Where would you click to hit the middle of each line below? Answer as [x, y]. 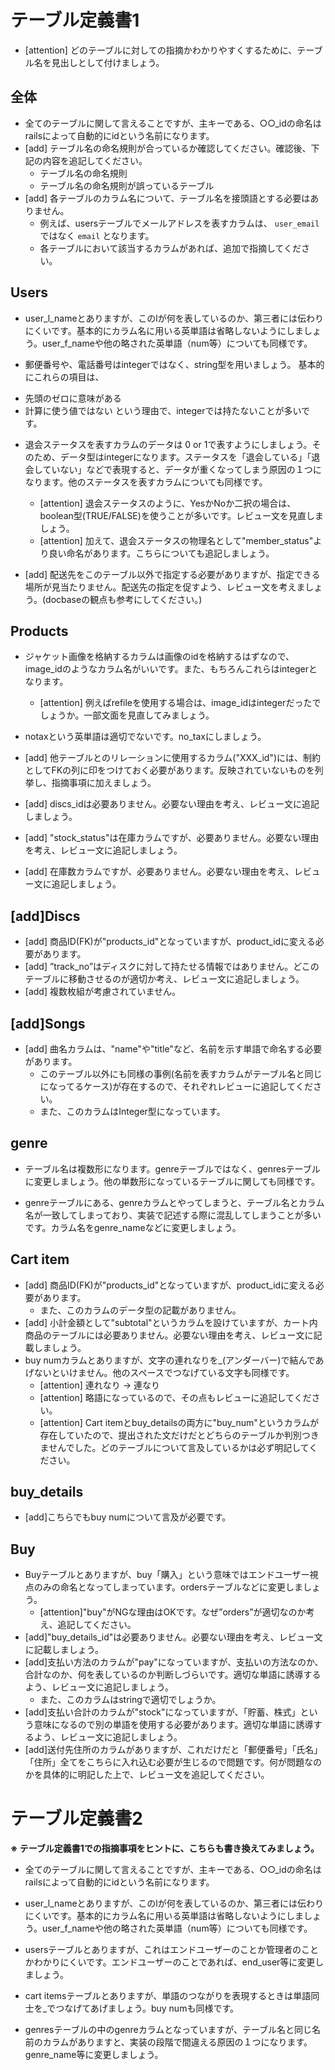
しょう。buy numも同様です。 [177, 2008]
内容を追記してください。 [95, 160]
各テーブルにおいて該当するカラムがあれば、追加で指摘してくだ [170, 248]
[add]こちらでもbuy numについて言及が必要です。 [128, 1517]
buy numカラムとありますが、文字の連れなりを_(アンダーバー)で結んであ [174, 1360]
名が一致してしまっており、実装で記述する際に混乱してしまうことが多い [173, 1215]
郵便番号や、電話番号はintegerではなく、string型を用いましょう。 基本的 [174, 364]
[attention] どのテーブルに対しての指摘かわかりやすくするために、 [161, 50]
